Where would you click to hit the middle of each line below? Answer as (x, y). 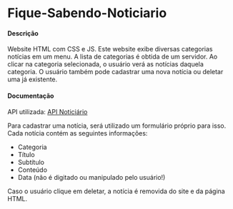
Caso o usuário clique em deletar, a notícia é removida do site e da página (116, 191)
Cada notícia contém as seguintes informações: (78, 133)
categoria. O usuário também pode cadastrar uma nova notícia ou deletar (115, 72)
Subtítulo (31, 162)
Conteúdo (33, 170)
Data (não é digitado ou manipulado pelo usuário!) (91, 177)
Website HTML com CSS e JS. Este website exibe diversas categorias (110, 49)
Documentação (31, 96)
